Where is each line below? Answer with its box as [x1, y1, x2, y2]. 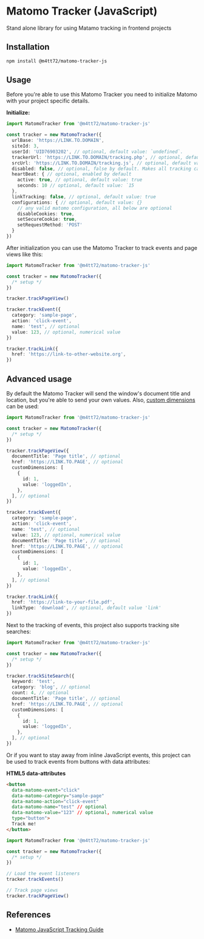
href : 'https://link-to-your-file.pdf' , [12, 599, 115, 605]
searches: [6, 628, 32, 635]
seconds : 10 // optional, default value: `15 [17, 183, 135, 189]
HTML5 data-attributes [6, 769, 66, 777]
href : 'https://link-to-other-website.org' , [12, 351, 126, 357]
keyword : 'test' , [12, 678, 56, 685]
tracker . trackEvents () [6, 877, 64, 883]
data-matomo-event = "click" [12, 787, 80, 793]
